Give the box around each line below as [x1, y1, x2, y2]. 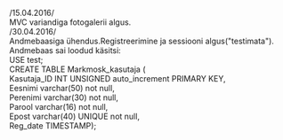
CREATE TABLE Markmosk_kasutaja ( [9, 64, 146, 74]
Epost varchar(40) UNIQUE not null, [9, 111, 141, 121]
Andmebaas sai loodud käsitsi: [9, 45, 122, 56]
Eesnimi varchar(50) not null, [9, 83, 116, 93]
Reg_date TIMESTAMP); [9, 121, 97, 131]
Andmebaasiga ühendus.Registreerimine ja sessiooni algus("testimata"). [9, 35, 274, 46]
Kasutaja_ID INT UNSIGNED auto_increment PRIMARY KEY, [9, 74, 226, 83]
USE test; [9, 55, 44, 65]
